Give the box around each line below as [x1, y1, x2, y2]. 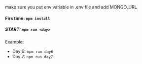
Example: [5, 39, 24, 44]
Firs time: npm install [5, 15, 50, 21]
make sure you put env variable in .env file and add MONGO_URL [5, 4, 137, 10]
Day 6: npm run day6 [12, 48, 53, 54]
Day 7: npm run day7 [12, 53, 53, 59]
